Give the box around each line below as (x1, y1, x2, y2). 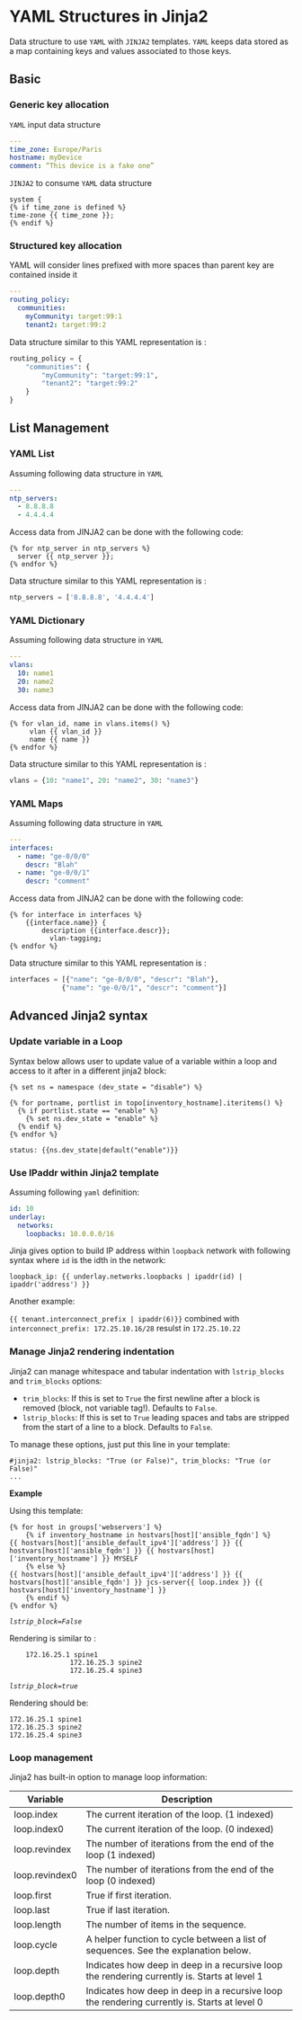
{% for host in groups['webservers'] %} (9, 1522, 164, 1532)
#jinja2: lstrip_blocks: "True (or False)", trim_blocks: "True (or (9, 1456, 271, 1465)
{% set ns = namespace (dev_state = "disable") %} (9, 1082, 203, 1091)
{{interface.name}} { (25, 919, 106, 928)
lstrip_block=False (9, 1616, 83, 1626)
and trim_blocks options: (9, 1375, 102, 1386)
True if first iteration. (85, 1890, 173, 1902)
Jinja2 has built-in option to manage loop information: (9, 1772, 209, 1783)
